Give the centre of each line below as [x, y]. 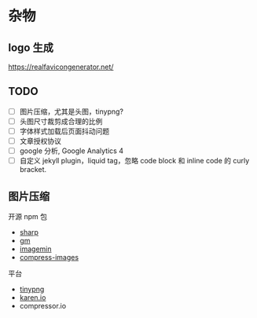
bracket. [33, 170]
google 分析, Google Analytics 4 [72, 151]
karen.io [33, 298]
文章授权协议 [40, 141]
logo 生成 [31, 48]
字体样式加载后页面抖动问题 [64, 131]
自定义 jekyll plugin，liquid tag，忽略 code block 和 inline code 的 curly [134, 161]
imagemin [35, 249]
